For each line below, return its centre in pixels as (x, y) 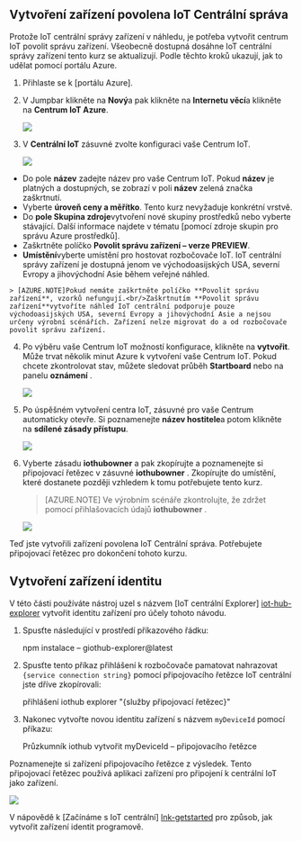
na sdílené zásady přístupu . (75, 429)
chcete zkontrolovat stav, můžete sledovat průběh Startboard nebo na (153, 366)
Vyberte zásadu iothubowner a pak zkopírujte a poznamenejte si (142, 463)
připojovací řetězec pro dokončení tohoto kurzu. (98, 553)
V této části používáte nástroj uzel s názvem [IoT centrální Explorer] (134, 603)
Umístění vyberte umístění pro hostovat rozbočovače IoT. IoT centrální (151, 255)
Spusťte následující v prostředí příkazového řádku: (115, 630)
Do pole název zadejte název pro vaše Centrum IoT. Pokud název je (148, 178)
